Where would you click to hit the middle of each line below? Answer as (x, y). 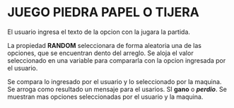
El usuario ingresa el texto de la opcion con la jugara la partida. (99, 32)
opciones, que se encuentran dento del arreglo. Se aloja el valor (100, 53)
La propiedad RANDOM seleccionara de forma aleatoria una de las (104, 45)
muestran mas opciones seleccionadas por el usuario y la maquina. (105, 97)
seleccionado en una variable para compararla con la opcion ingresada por (117, 60)
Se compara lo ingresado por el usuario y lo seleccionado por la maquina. (115, 81)
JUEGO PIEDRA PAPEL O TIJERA (103, 12)
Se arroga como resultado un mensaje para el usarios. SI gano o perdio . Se (117, 89)
